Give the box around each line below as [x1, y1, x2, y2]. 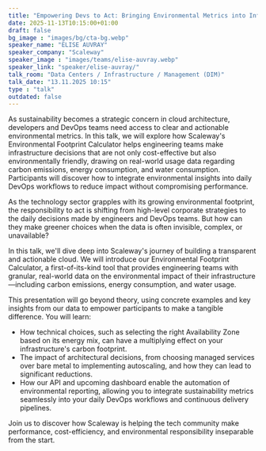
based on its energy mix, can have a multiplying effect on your [19, 336, 223, 346]
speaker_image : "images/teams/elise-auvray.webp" [8, 56, 179, 64]
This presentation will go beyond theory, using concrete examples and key [8, 295, 251, 305]
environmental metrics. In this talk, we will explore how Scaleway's [8, 132, 226, 141]
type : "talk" [8, 85, 55, 94]
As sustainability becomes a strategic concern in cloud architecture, [8, 114, 230, 124]
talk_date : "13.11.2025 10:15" [8, 78, 112, 86]
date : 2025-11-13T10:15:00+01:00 [8, 19, 119, 27]
